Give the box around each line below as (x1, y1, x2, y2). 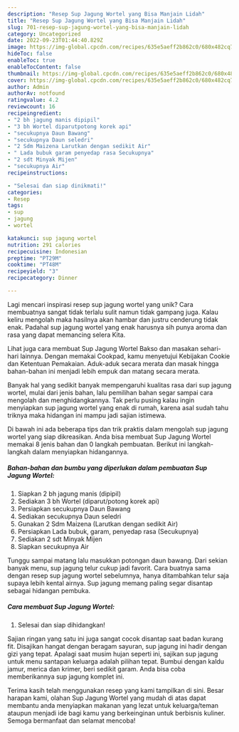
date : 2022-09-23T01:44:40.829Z (7, 37, 103, 44)
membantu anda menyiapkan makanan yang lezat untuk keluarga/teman (7, 701, 219, 709)
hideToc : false (7, 51, 53, 58)
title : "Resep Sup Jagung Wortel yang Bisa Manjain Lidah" (7, 17, 186, 24)
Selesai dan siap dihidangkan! (17, 620, 105, 629)
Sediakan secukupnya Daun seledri (17, 512, 122, 521)
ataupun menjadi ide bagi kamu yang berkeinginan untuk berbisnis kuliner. (7, 709, 225, 717)
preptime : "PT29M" (7, 254, 62, 262)
